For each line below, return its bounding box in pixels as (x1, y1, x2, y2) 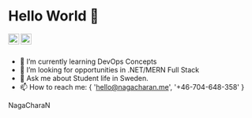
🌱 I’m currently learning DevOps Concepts (19, 57, 157, 66)
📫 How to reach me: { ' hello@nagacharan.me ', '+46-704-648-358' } (19, 82, 245, 91)
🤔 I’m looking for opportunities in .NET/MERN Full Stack (19, 65, 200, 74)
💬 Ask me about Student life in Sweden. (19, 73, 149, 83)
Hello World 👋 (8, 7, 100, 25)
